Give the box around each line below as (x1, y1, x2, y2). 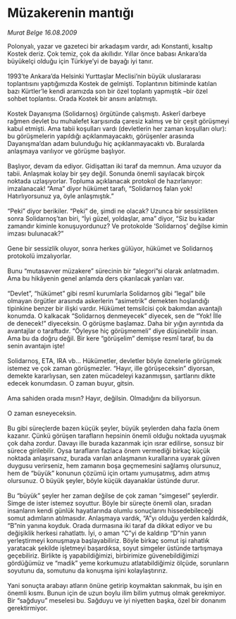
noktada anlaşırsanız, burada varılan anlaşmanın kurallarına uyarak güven (7, 453, 221, 462)
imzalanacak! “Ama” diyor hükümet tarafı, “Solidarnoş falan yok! (7, 184, 192, 192)
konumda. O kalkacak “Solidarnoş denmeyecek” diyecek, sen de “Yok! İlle (7, 312, 222, 320)
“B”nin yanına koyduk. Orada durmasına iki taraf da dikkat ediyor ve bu (7, 521, 213, 529)
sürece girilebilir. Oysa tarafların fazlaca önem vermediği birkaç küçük (7, 446, 211, 455)
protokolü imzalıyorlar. (7, 252, 72, 260)
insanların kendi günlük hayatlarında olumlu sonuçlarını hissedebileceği (7, 506, 213, 515)
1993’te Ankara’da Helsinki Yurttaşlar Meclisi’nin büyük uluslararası (7, 72, 201, 80)
